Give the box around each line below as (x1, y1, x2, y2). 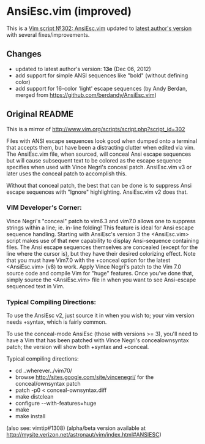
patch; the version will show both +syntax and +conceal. (6, 343, 149, 351)
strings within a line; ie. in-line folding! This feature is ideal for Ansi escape (6, 224, 194, 231)
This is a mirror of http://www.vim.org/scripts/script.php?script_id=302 (6, 125, 185, 132)
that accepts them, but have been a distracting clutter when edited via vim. (6, 144, 195, 151)
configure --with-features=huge (15, 400, 97, 407)
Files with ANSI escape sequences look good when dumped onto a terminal (6, 137, 198, 145)
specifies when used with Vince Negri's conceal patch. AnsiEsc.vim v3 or (6, 163, 192, 170)
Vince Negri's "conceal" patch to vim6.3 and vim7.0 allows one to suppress (6, 217, 196, 224)
